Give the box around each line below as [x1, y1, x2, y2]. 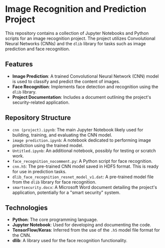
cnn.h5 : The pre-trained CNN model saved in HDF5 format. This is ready [12, 163, 159, 169]
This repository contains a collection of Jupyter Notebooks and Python [5, 30, 149, 36]
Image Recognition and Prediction [5, 3, 147, 15]
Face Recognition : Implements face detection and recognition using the [12, 84, 159, 90]
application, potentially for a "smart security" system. [12, 189, 121, 195]
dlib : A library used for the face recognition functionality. [12, 238, 128, 244]
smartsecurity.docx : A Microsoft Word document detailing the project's [12, 184, 158, 190]
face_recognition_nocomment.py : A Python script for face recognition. [12, 158, 153, 164]
